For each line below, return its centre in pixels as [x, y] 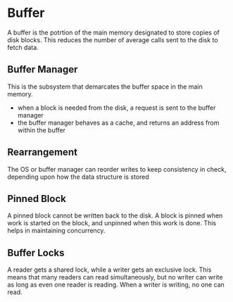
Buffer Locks [36, 252]
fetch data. [23, 47]
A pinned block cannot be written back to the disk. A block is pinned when [115, 215]
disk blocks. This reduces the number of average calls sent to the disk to [113, 39]
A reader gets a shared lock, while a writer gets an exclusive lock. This [109, 270]
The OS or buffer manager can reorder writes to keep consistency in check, [117, 169]
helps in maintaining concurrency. [56, 231]
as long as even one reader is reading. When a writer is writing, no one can [116, 285]
